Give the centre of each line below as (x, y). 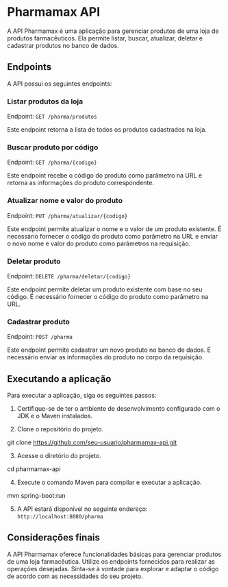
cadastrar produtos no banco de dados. (63, 45)
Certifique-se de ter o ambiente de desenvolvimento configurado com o (118, 409)
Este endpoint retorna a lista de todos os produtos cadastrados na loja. (107, 130)
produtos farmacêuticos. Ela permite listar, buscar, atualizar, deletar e (105, 38)
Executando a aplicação (59, 379)
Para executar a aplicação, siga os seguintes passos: (82, 396)
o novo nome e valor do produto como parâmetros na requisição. (99, 243)
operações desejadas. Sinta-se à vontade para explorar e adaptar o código (113, 568)
